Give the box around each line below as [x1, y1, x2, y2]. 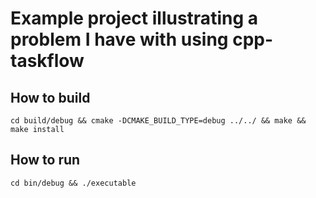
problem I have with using [10, 28, 229, 51]
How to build [10, 89, 91, 106]
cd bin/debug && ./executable [10, 178, 137, 188]
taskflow [10, 50, 85, 72]
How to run [10, 152, 81, 169]
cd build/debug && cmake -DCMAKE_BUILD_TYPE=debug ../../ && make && [10, 116, 307, 126]
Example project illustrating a [10, 7, 258, 30]
